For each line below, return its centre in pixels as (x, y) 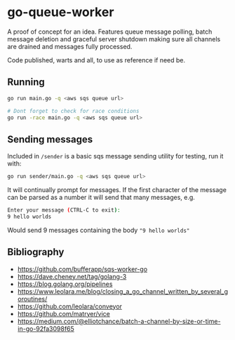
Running (26, 82)
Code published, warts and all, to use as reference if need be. (96, 60)
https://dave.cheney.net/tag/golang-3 (72, 276)
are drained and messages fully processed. (70, 46)
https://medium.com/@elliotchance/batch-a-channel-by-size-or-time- (119, 321)
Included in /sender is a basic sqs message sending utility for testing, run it (115, 156)
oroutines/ (32, 299)
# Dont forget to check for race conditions (73, 111)
